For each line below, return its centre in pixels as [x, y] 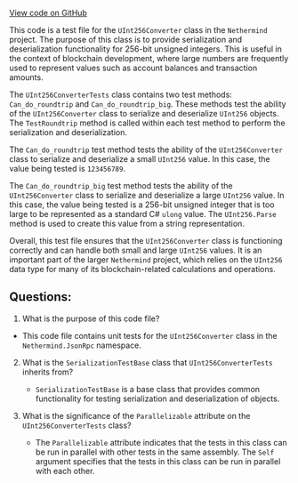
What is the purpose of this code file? [91, 318]
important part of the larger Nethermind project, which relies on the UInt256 [146, 260]
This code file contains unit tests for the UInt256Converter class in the [149, 335]
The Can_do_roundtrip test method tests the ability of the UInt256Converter [146, 149]
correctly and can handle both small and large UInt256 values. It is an [136, 250]
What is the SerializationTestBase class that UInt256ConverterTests [147, 362]
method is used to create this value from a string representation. [127, 223]
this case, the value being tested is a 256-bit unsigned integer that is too [142, 205]
